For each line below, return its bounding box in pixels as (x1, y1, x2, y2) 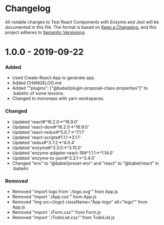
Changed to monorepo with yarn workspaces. (12, 95, 105, 101)
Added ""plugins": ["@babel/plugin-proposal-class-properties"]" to (12, 85, 148, 91)
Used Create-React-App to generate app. (12, 75, 96, 81)
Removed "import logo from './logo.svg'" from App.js (12, 188, 118, 195)
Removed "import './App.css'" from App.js (12, 194, 97, 200)
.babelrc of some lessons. (12, 91, 64, 96)
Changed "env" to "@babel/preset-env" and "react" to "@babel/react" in (12, 160, 159, 166)
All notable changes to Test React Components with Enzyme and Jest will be (5, 19, 159, 25)
